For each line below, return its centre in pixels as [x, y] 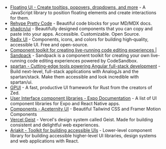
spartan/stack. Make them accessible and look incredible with [74, 77]
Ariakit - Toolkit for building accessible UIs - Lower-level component [81, 130]
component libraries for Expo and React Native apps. [65, 103]
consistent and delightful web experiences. [55, 125]
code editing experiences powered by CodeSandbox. [83, 61]
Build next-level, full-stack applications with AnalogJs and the [74, 71]
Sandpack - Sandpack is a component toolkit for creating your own [80, 55]
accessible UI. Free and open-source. [49, 45]
